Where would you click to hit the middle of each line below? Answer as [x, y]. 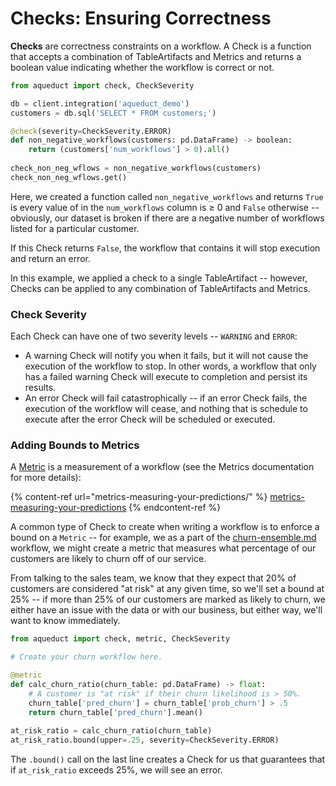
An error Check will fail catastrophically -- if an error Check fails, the [166, 398]
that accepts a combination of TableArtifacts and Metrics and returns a [156, 56]
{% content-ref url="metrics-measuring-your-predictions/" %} [139, 497]
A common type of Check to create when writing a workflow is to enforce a [165, 527]
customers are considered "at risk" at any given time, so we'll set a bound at [167, 589]
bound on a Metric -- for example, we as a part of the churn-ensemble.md [163, 538]
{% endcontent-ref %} [175, 508]
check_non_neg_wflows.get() [69, 177]
